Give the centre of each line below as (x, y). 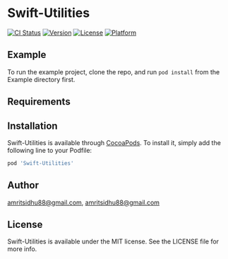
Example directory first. (41, 79)
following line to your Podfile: (50, 150)
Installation (32, 126)
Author (23, 185)
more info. (22, 249)
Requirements (39, 102)
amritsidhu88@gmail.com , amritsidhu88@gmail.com (84, 202)
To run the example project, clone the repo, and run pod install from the (114, 71)
